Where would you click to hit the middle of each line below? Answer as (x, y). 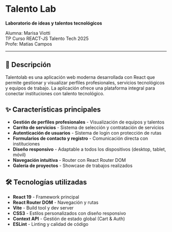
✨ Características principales (53, 110)
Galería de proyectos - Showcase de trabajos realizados (73, 165)
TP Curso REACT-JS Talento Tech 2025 (47, 38)
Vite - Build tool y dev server (43, 208)
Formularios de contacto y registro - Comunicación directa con (80, 138)
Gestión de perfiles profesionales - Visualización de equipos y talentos (89, 122)
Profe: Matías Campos (29, 44)
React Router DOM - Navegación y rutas (56, 202)
